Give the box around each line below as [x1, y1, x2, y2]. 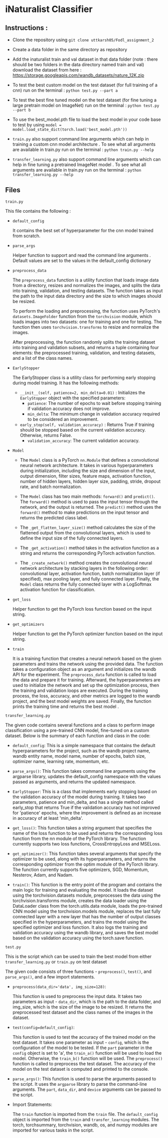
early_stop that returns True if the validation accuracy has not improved [12, 804, 160, 810]
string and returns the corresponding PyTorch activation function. [20, 550, 155, 556]
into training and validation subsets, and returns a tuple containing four [12, 344, 159, 350]
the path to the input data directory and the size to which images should [12, 293, 161, 299]
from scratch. [12, 232, 41, 239]
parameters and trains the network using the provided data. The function [12, 661, 163, 667]
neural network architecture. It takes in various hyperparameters [20, 462, 153, 468]
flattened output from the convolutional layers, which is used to [20, 529, 151, 535]
